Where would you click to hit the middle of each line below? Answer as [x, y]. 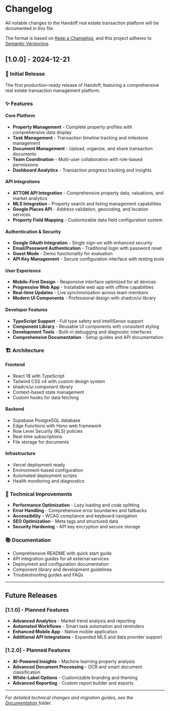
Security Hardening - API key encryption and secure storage [76, 527]
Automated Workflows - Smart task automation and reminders [78, 626]
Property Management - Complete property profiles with [72, 127]
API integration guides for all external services [61, 558]
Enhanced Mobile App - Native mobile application [65, 632]
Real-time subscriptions [37, 436]
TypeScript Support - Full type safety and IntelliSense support [78, 321]
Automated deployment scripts [45, 476]
